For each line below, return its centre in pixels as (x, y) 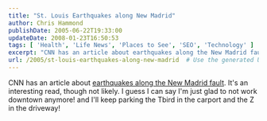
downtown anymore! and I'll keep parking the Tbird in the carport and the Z (131, 100)
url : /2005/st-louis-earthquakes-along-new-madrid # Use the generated (131, 60)
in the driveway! (35, 107)
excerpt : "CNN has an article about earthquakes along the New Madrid (128, 53)
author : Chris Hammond (46, 23)
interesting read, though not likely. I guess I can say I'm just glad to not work (133, 91)
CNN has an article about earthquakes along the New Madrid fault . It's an (128, 82)
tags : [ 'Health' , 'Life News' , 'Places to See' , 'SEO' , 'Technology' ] (131, 45)
